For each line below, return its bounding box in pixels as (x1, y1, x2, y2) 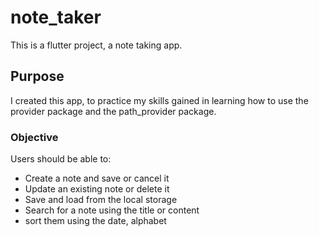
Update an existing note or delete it (24, 183, 170, 195)
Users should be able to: (10, 153, 112, 165)
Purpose (10, 68, 65, 85)
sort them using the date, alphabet (24, 215, 167, 227)
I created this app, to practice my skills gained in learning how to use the (10, 94, 309, 106)
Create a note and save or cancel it (24, 172, 170, 185)
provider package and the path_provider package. (10, 105, 217, 117)
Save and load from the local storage (24, 194, 178, 206)
